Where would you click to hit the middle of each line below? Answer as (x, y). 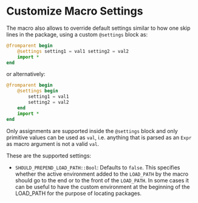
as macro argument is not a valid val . (53, 143)
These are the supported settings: (49, 156)
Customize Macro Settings (75, 11)
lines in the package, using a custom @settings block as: (77, 34)
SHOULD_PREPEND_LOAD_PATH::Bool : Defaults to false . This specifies (97, 167)
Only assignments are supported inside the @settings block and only (92, 131)
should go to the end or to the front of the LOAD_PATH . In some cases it (102, 180)
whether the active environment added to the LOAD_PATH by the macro (102, 174)
